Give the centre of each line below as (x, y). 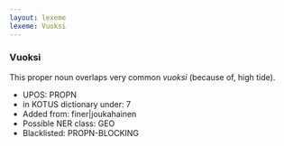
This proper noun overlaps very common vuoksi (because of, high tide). (142, 77)
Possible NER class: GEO (69, 123)
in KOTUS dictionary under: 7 (77, 104)
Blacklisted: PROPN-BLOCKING (81, 132)
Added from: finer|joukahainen (79, 114)
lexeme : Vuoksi (38, 26)
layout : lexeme (38, 18)
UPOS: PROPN (49, 95)
